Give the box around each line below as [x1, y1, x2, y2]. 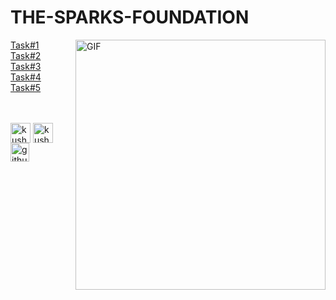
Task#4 [10, 71, 42, 83]
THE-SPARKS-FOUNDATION [10, 6, 250, 29]
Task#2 [10, 49, 42, 61]
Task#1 [10, 39, 40, 51]
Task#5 [10, 81, 42, 93]
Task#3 [10, 60, 42, 72]
